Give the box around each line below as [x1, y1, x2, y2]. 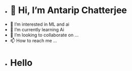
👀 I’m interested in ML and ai [10, 21, 70, 27]
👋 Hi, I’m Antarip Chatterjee [10, 5, 127, 16]
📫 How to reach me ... [10, 37, 57, 43]
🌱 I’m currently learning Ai [10, 26, 64, 32]
